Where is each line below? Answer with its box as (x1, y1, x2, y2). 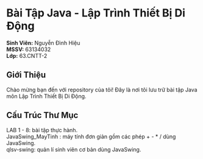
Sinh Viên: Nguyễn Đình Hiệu (6, 39, 80, 46)
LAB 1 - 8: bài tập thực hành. (6, 126, 78, 133)
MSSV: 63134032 (6, 46, 51, 53)
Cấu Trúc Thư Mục (6, 110, 79, 121)
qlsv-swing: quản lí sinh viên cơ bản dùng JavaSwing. (6, 146, 141, 153)
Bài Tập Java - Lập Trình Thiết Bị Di (6, 6, 186, 20)
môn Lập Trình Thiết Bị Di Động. (6, 92, 87, 100)
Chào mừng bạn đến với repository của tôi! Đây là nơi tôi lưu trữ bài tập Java (6, 86, 198, 93)
